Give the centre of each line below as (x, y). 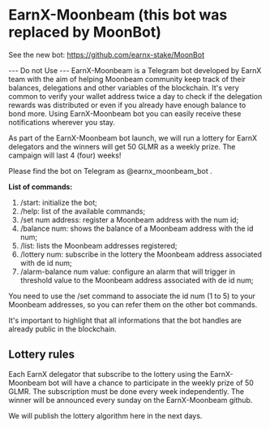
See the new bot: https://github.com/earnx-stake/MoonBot (107, 54)
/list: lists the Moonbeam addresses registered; (99, 245)
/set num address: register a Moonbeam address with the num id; (129, 219)
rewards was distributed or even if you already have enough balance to (127, 105)
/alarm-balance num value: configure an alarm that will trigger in (128, 271)
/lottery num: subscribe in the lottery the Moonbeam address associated (141, 254)
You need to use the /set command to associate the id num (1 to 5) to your (132, 296)
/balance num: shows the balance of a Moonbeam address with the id (137, 228)
